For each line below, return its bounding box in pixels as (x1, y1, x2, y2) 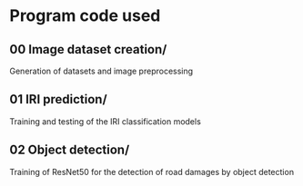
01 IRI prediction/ (9, 92, 107, 107)
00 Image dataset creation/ (9, 42, 167, 57)
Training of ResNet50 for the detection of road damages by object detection (9, 166, 294, 177)
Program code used (9, 5, 161, 26)
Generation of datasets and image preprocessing (9, 65, 194, 76)
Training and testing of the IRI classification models (9, 115, 202, 127)
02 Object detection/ (9, 142, 130, 158)
